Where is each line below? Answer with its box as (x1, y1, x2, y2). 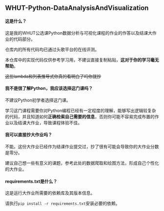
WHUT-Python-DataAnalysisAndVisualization (5, 4, 149, 12)
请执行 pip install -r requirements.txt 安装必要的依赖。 (5, 200, 120, 207)
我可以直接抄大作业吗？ (5, 132, 52, 138)
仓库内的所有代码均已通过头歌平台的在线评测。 (5, 46, 99, 52)
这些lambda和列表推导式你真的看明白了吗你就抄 (5, 73, 102, 79)
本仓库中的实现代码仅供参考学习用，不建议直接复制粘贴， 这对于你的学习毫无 (5, 57, 159, 63)
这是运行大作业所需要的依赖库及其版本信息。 (5, 190, 95, 196)
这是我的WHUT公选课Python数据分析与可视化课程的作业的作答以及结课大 (5, 30, 153, 36)
